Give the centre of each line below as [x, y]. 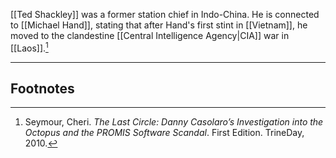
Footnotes [42, 89]
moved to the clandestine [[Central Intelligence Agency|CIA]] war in [150, 35]
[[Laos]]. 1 [29, 47]
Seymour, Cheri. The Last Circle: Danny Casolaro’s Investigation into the [174, 122]
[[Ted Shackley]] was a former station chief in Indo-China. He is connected [165, 14]
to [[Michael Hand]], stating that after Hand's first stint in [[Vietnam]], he [159, 25]
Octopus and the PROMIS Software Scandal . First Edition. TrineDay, [164, 133]
